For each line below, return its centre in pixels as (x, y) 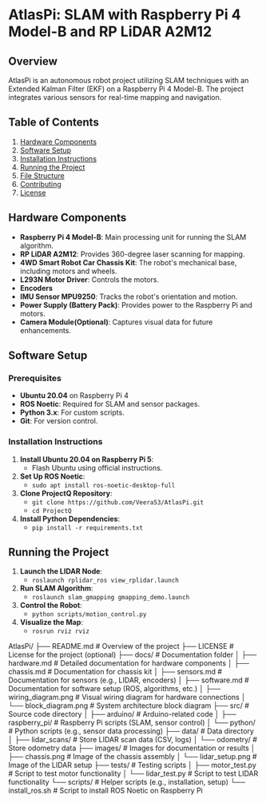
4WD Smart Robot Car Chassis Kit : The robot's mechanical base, (128, 262)
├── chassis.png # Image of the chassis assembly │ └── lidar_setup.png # (133, 757)
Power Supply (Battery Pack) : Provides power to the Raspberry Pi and (136, 304)
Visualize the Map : (52, 622)
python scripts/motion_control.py (89, 614)
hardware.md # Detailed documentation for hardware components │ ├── (129, 663)
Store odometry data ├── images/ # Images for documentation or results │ (132, 748)
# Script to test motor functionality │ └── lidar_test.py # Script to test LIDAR (133, 773)
